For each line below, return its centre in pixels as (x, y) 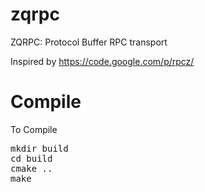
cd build (31, 158)
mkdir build (39, 148)
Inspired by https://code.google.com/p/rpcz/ (102, 61)
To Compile (34, 129)
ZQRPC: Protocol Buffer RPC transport (89, 42)
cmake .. (31, 168)
